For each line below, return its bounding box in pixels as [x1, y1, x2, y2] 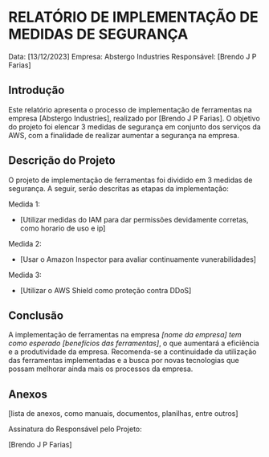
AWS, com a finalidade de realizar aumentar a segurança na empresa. [8, 130, 239, 140]
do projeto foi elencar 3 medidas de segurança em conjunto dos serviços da [8, 121, 261, 132]
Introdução [8, 84, 65, 97]
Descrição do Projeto [8, 153, 116, 168]
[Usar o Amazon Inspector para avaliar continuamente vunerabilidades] [19, 254, 257, 264]
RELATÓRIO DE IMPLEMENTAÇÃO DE [8, 8, 259, 27]
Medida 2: [8, 239, 42, 248]
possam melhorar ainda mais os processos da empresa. [8, 364, 194, 373]
